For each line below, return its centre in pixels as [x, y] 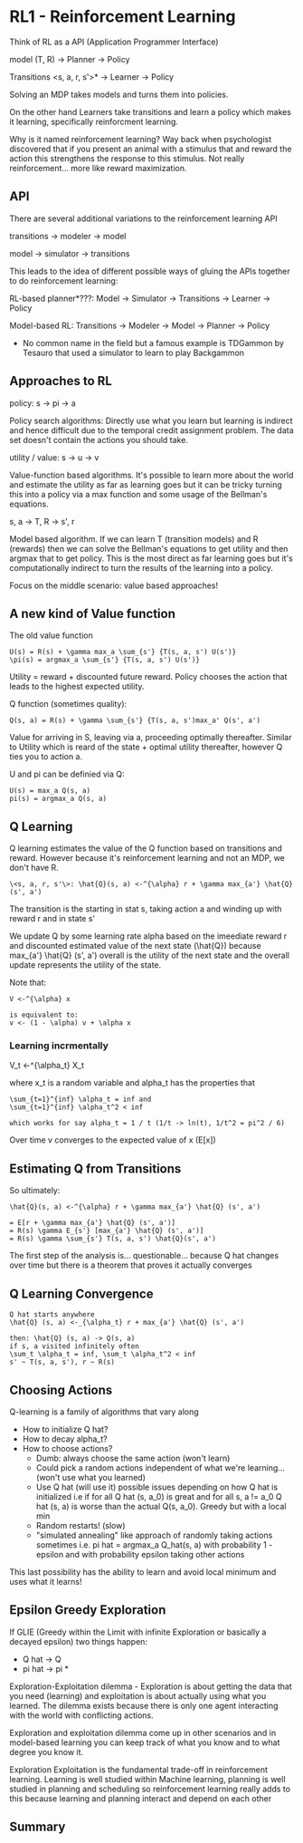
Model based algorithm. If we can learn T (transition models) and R [134, 539]
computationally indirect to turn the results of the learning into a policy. [141, 567]
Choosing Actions [61, 1389]
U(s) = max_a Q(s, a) [50, 791]
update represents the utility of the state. [85, 965]
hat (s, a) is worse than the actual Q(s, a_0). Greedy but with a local [161, 1506]
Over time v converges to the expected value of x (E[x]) [113, 1140]
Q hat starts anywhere [52, 1315]
